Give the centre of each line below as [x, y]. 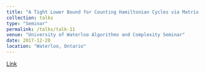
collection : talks [30, 18]
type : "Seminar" [27, 23]
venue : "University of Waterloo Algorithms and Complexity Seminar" [96, 35]
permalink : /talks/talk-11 [41, 29]
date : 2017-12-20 [29, 40]
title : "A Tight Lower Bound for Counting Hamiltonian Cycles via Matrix [103, 12]
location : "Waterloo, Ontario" [46, 47]
